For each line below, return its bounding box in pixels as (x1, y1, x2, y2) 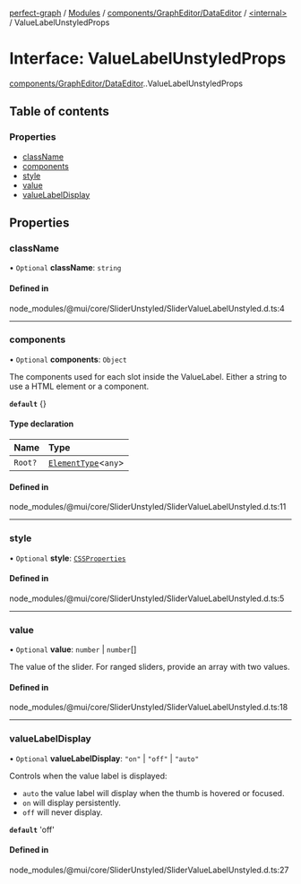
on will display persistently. (21, 797, 121, 808)
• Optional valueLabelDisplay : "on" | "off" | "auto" (9, 752, 200, 764)
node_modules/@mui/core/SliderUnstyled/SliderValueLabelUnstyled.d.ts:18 (9, 702, 288, 713)
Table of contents (9, 104, 109, 119)
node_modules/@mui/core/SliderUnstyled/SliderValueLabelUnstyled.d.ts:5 (9, 593, 285, 604)
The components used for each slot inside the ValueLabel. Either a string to (9, 371, 288, 382)
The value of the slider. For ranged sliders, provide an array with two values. (9, 662, 290, 673)
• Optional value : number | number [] (9, 644, 137, 655)
